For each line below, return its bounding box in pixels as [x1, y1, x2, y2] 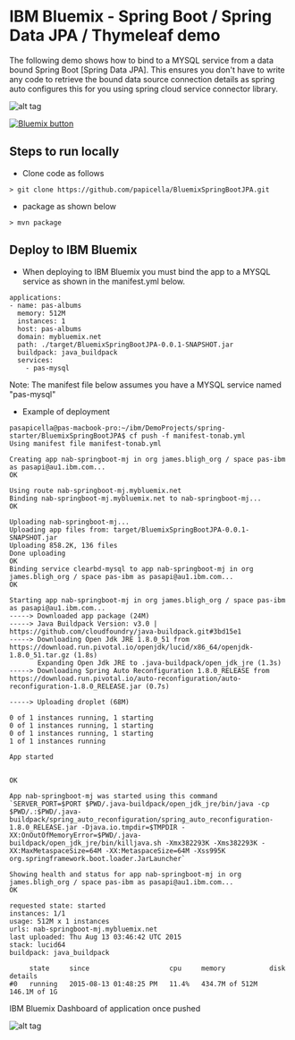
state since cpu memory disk [29, 964, 286, 973]
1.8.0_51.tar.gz [9, 651, 70, 660]
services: [17, 355, 54, 364]
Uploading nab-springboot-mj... [9, 517, 130, 526]
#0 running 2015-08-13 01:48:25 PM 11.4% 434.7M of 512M [9, 979, 257, 988]
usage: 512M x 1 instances [9, 916, 110, 925]
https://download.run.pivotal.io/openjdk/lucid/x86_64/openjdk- [9, 643, 254, 652]
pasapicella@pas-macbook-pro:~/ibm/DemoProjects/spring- [9, 423, 226, 432]
